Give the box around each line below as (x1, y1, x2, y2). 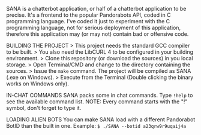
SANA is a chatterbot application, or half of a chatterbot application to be (6, 5, 187, 12)
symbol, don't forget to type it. (6, 105, 82, 111)
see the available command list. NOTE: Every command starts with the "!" (6, 98, 188, 105)
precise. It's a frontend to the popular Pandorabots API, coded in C (6, 11, 171, 19)
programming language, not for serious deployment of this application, (6, 24, 181, 31)
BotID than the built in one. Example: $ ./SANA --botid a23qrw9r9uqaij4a (6, 122, 187, 129)
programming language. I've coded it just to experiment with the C (6, 18, 170, 24)
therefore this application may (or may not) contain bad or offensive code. (6, 30, 189, 38)
